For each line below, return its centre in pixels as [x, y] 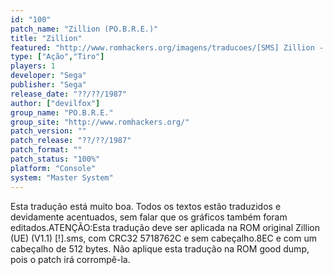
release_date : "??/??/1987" [69, 94]
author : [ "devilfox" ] [55, 103]
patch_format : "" [46, 150]
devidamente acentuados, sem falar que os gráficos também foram [149, 217]
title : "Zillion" [46, 38]
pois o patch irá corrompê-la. [70, 259]
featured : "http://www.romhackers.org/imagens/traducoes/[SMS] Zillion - [167, 47]
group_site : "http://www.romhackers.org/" [100, 122]
